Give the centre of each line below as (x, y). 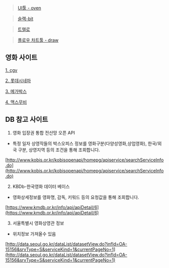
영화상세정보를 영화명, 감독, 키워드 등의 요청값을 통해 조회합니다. (76, 197)
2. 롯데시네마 (18, 80)
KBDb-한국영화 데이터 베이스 (41, 186)
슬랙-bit (25, 19)
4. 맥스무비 (16, 102)
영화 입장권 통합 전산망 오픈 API (44, 132)
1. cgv (11, 70)
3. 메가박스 (16, 91)
